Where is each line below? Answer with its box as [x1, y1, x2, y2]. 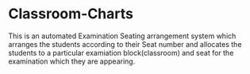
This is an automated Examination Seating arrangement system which [8, 31, 237, 41]
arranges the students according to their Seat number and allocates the [8, 39, 242, 49]
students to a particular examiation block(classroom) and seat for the [8, 48, 234, 57]
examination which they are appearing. [8, 56, 136, 66]
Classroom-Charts [8, 5, 133, 23]
